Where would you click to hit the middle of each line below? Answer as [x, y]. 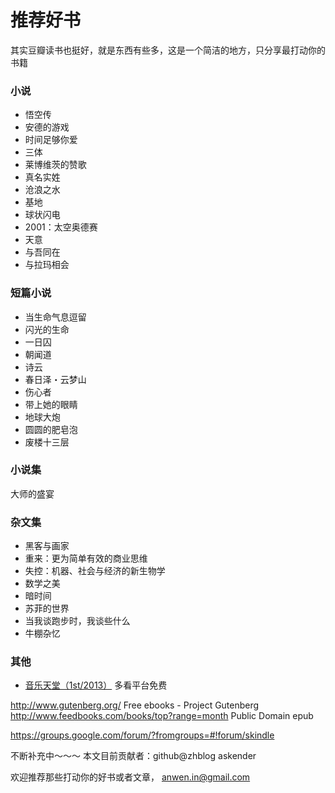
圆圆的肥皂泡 [51, 429]
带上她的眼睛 [51, 404]
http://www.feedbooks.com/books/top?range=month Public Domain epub [162, 716]
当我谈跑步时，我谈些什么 [77, 621]
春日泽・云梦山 [55, 379]
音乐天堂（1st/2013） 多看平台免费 [96, 685]
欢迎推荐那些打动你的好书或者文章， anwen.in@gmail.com [130, 777]
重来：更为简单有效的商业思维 [86, 558]
